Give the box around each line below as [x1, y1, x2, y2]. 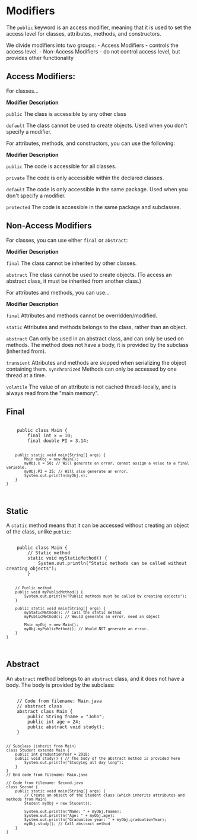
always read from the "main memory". [6, 389, 99, 396]
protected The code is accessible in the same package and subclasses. [6, 203, 182, 210]
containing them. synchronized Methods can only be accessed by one [6, 365, 177, 372]
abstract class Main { [17, 708, 73, 714]
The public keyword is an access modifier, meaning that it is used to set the [6, 24, 192, 31]
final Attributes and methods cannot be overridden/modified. [6, 312, 157, 319]
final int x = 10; [27, 432, 73, 439]
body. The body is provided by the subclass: [6, 681, 115, 689]
